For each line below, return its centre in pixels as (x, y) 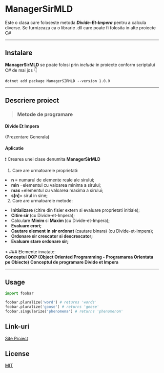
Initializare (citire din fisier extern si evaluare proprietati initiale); (76, 210)
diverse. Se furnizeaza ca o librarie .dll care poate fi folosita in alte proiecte (81, 27)
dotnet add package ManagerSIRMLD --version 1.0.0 (58, 81)
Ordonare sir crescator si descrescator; (52, 236)
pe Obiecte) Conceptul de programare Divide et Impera (62, 262)
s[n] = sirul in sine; (30, 196)
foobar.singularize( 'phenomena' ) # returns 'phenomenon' (64, 311)
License (17, 354)
